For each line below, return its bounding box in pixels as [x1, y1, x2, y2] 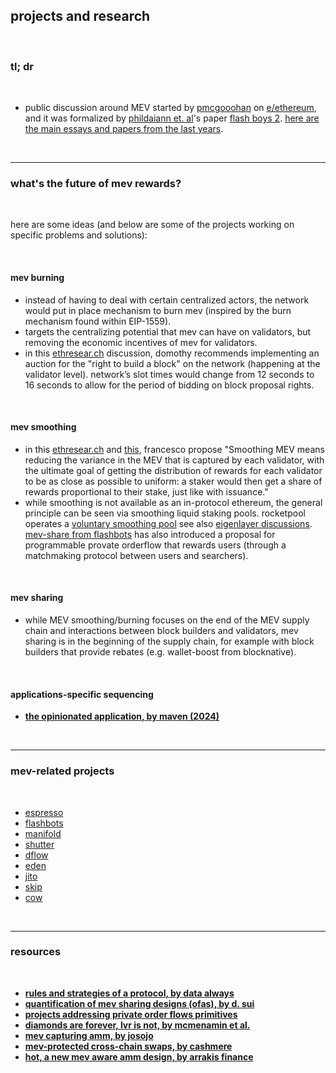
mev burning [10, 272, 65, 283]
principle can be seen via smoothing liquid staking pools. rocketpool [24, 507, 306, 519]
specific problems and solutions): [10, 229, 148, 241]
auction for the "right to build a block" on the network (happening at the [24, 357, 321, 369]
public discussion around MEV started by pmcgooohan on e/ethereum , [24, 102, 317, 114]
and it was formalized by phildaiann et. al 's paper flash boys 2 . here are [24, 112, 320, 124]
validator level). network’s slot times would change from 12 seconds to [24, 368, 315, 380]
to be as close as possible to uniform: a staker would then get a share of [24, 475, 323, 487]
